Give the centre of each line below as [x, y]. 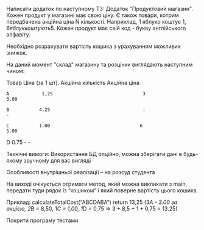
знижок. [17, 53]
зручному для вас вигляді [57, 161]
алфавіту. [18, 35]
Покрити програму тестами [42, 220]
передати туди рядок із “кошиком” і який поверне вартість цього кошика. [102, 190]
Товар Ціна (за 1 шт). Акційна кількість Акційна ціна [73, 83]
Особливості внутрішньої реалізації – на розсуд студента [81, 172]
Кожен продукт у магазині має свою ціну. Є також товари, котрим [93, 15]
